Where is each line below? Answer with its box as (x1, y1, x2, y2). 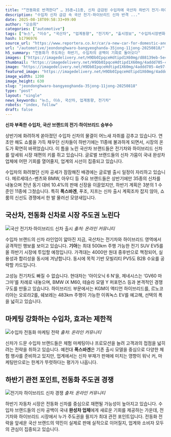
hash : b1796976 (5, 36, 38, 41)
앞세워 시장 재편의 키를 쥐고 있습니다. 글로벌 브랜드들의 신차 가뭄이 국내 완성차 (10, 152, 165, 158)
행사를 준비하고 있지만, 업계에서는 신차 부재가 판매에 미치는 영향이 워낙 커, (10, 353, 157, 359)
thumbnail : (5, 60, 28, 65)
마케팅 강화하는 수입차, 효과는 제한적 (5, 314, 112, 323)
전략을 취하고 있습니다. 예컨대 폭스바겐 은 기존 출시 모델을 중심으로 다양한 (14, 346, 159, 352)
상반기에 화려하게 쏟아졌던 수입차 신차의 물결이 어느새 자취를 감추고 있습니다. (5, 133, 158, 138)
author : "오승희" (5, 21, 39, 27)
